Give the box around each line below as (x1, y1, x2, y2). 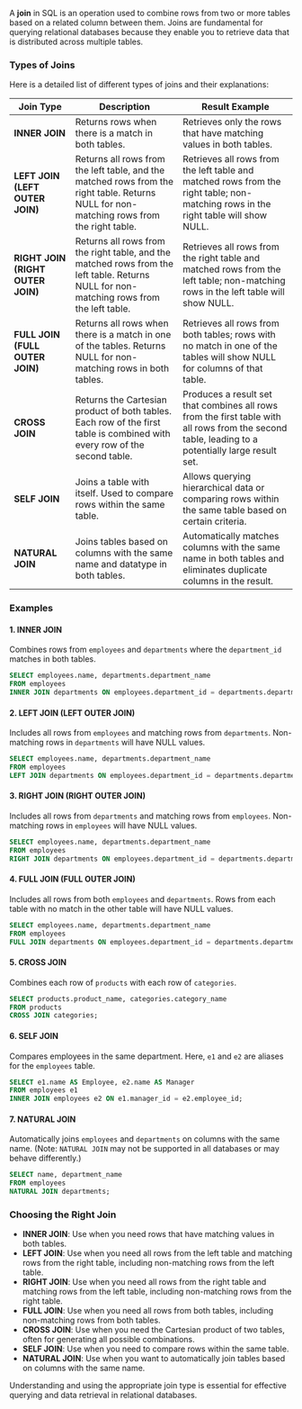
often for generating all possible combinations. (22, 1334, 195, 1345)
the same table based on (182, 504, 288, 517)
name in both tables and (182, 553, 285, 565)
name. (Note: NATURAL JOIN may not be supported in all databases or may (9, 1143, 280, 1154)
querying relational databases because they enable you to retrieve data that (9, 27, 289, 37)
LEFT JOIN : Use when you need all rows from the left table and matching (22, 1248, 293, 1259)
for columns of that (182, 362, 263, 375)
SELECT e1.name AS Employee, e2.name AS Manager (9, 1078, 195, 1087)
